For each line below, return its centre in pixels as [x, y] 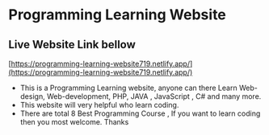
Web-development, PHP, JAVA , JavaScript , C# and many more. [154, 96]
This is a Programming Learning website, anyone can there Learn [128, 88]
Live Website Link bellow [72, 45]
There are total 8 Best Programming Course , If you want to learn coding [140, 113]
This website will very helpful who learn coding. [99, 105]
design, [33, 96]
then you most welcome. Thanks [74, 122]
